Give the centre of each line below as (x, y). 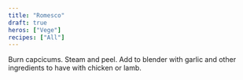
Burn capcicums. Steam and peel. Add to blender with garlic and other (122, 60)
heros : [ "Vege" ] (35, 30)
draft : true (28, 23)
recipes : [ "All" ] (37, 37)
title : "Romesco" (37, 15)
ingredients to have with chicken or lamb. (75, 68)
